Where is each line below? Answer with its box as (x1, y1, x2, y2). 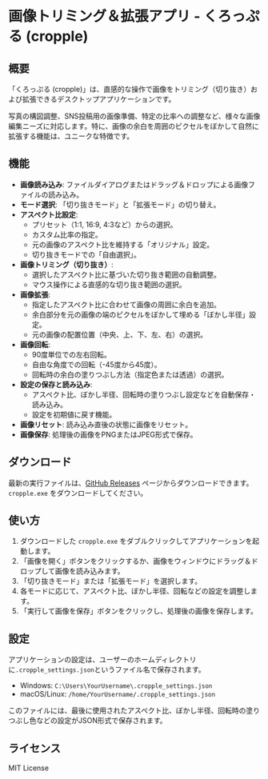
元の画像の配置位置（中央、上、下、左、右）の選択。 (31, 330, 208, 339)
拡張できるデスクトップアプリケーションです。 (22, 94, 176, 104)
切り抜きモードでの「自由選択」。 (31, 250, 142, 259)
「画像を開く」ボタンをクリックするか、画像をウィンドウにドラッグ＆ (19, 557, 252, 566)
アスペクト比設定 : (19, 210, 78, 219)
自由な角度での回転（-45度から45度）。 (31, 359, 162, 369)
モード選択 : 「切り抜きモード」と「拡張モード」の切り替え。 (19, 199, 221, 209)
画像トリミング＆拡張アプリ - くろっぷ (8, 7, 260, 26)
